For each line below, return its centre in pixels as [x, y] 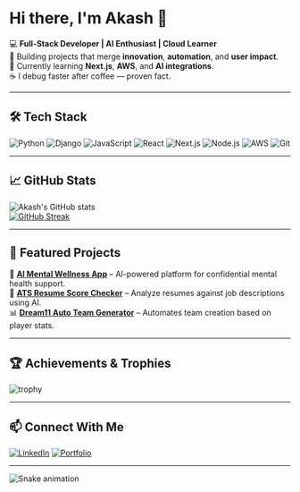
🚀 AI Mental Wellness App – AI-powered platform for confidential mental [143, 274]
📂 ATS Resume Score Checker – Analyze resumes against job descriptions [147, 293]
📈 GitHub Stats [53, 181]
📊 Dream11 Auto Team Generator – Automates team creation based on [141, 313]
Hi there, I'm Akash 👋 [88, 18]
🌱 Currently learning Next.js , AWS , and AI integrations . [112, 65]
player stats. [32, 326]
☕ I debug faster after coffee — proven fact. [90, 76]
